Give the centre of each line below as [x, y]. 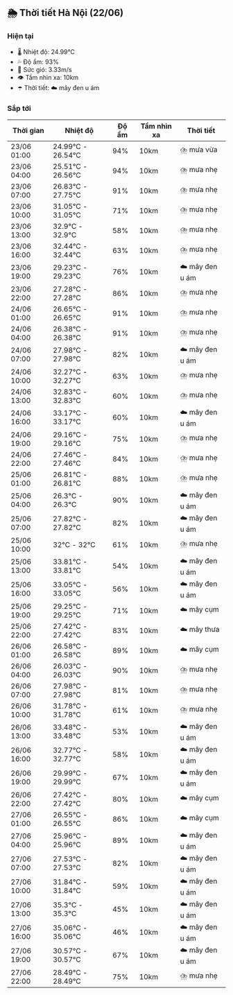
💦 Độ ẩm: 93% [38, 62]
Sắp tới [19, 108]
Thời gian [29, 130]
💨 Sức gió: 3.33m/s [44, 69]
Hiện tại [20, 36]
